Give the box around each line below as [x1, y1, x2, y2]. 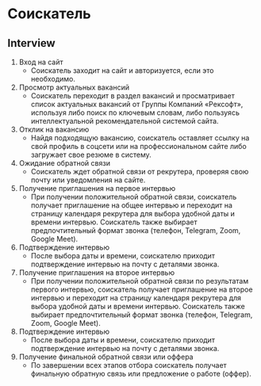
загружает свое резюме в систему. [30, 150, 152, 159]
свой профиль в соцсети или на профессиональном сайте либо [30, 142, 247, 151]
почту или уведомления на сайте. [30, 175, 146, 185]
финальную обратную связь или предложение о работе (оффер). [30, 369, 251, 378]
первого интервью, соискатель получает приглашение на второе [30, 285, 253, 294]
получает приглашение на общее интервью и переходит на [30, 201, 233, 210]
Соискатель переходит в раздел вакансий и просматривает [30, 91, 235, 100]
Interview [7, 36, 56, 50]
